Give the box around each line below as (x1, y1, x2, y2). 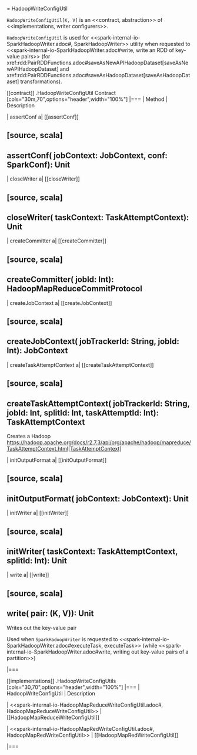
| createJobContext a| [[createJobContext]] (6, 299, 112, 306)
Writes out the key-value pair (6, 624, 77, 631)
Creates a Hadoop (6, 433, 51, 440)
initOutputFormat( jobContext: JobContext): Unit (6, 494, 189, 504)
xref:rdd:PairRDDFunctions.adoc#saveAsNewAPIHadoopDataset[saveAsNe (6, 59, 189, 66)
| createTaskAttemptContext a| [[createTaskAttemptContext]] (6, 361, 154, 368)
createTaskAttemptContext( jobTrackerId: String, (6, 398, 190, 409)
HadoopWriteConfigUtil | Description (6, 690, 96, 697)
